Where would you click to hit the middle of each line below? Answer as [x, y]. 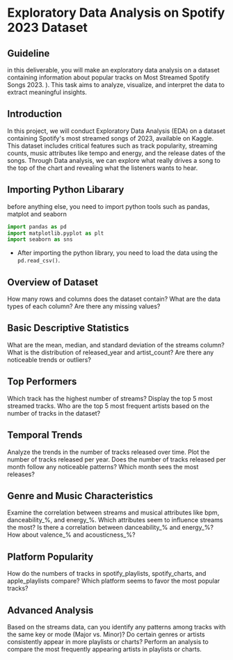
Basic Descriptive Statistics [68, 328]
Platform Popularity [50, 557]
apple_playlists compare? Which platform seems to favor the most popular [114, 581]
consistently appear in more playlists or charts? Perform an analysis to [108, 641]
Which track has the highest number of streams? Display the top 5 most [110, 398]
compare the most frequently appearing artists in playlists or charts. [104, 649]
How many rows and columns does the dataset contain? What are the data [114, 299]
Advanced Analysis [50, 610]
